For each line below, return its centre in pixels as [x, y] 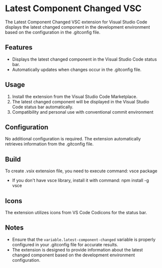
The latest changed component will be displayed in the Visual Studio [81, 101]
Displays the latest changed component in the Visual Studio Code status [84, 59]
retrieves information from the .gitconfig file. [49, 144]
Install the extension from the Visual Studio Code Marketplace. [75, 96]
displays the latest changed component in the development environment [78, 27]
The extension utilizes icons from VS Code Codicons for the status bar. [76, 212]
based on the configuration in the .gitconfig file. [53, 32]
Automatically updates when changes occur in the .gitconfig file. [77, 69]
